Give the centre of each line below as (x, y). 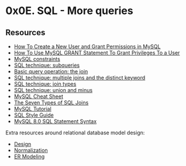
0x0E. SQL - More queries (69, 11)
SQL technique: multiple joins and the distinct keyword (80, 78)
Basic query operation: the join (51, 71)
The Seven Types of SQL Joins (51, 103)
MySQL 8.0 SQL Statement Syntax (55, 121)
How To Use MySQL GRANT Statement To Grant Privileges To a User (97, 53)
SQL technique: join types (45, 84)
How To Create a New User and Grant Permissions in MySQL (87, 46)
